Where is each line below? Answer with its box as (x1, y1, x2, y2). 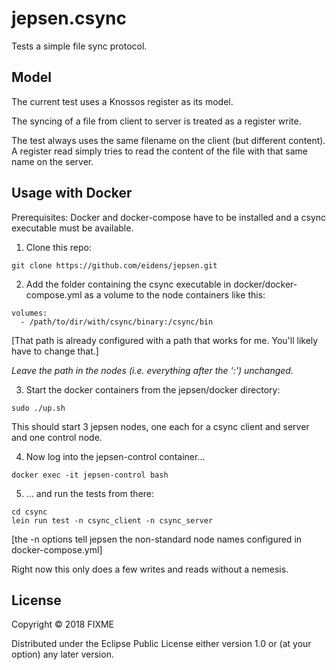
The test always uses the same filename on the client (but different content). (11, 134, 326, 146)
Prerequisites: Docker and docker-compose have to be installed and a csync (11, 211, 327, 223)
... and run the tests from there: (25, 487, 155, 499)
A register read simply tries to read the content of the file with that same (11, 145, 309, 157)
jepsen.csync (11, 7, 127, 30)
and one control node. (11, 431, 103, 443)
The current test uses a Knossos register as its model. (11, 95, 234, 107)
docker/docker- (233, 278, 298, 290)
